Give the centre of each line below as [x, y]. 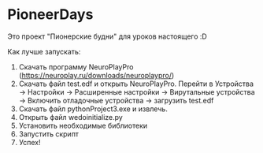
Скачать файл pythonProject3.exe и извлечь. [93, 109]
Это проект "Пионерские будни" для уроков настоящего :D [107, 36]
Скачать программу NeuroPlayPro [76, 67]
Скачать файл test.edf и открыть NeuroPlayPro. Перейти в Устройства [136, 84]
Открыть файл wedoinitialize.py [70, 117]
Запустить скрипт [49, 134]
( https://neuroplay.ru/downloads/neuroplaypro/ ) [96, 75]
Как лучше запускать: [44, 51]
